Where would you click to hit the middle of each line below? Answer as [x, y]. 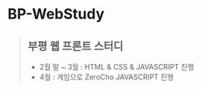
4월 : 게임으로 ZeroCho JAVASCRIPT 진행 [107, 77]
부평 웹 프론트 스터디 [75, 46]
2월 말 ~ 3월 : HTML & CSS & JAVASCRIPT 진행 [117, 67]
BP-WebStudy [56, 14]
